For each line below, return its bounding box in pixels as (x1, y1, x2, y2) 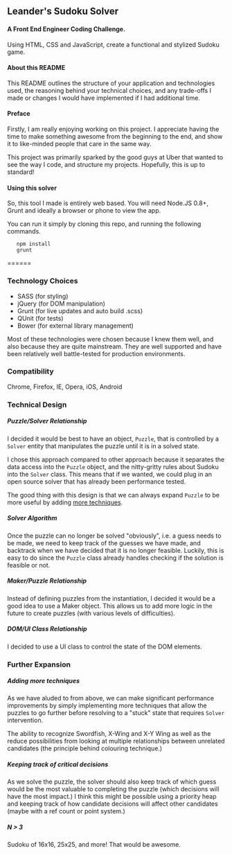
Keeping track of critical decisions (7, 760, 109, 768)
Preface (7, 109, 30, 118)
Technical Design (7, 400, 67, 409)
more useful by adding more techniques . (7, 498, 123, 506)
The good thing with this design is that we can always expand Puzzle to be (7, 491, 220, 499)
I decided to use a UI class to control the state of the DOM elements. (7, 642, 202, 651)
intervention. (7, 716, 44, 725)
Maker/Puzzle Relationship (7, 576, 87, 585)
